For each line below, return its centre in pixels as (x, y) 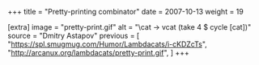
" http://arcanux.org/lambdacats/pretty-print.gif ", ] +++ (98, 53)
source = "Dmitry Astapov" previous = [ (74, 36)
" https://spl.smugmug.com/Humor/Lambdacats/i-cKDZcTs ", (107, 44)
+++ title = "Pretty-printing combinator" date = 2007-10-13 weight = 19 (125, 12)
